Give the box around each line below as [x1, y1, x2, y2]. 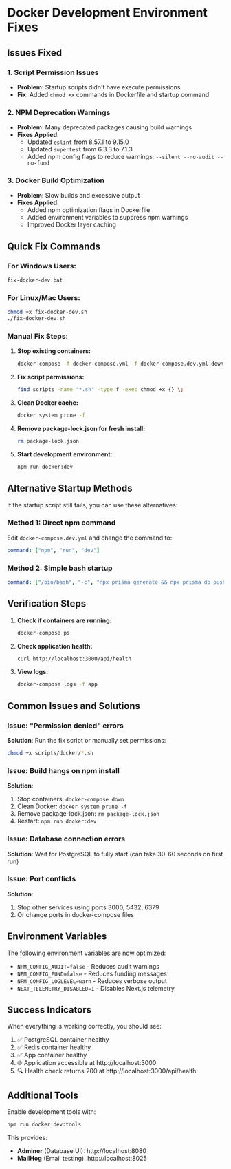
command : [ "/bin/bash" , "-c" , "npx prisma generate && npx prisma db [7, 579, 211, 586]
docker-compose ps [16, 629, 70, 636]
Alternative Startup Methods [7, 483, 133, 494]
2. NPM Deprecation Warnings [7, 107, 111, 117]
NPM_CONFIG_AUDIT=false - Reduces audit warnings [16, 962, 160, 970]
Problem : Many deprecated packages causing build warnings [16, 123, 192, 131]
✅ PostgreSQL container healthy [16, 1035, 109, 1044]
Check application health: [16, 642, 93, 650]
